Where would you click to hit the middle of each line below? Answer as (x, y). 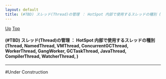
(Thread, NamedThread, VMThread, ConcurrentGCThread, (67, 46)
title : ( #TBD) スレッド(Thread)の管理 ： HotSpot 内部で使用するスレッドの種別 (81, 14)
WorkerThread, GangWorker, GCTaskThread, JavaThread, (66, 51)
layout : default (22, 10)
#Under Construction (27, 72)
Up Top (13, 28)
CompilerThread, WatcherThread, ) (42, 56)
